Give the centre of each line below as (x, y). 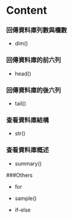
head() (23, 73)
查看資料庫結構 (28, 120)
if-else (23, 210)
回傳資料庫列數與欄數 (36, 30)
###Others (19, 175)
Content (27, 10)
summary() (28, 163)
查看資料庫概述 (28, 150)
